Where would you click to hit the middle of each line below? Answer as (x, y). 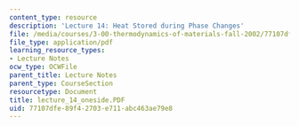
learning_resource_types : (57, 51)
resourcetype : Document (53, 91)
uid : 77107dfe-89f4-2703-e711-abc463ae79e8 (91, 108)
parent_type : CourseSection (61, 83)
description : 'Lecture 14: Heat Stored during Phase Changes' (127, 26)
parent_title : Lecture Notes (63, 75)
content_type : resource (53, 17)
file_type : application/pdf (61, 42)
